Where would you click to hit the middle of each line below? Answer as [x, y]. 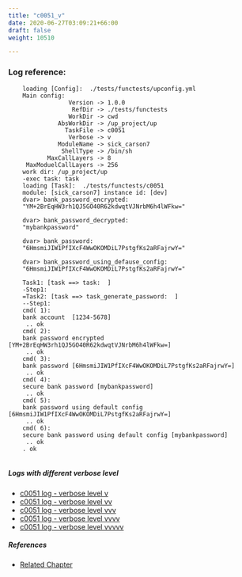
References [28, 545]
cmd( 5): [37, 400]
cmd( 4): [37, 380]
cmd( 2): [37, 331]
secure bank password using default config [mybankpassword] [125, 435]
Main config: [44, 96]
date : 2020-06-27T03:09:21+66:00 [63, 23]
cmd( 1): [37, 310]
